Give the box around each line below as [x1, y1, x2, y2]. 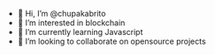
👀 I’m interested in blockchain [17, 17, 126, 28]
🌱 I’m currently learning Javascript [17, 27, 143, 37]
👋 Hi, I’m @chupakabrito [17, 9, 106, 18]
